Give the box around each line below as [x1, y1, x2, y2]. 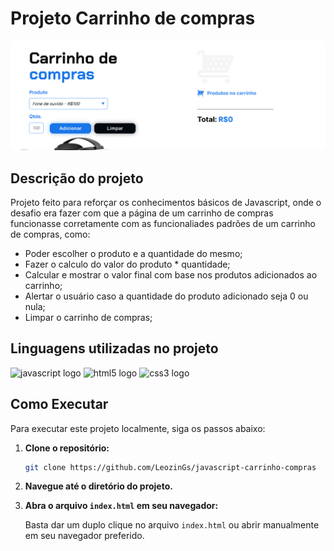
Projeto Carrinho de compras [10, 7, 256, 30]
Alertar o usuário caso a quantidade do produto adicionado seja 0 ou [24, 290, 309, 302]
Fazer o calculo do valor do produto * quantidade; [24, 258, 231, 270]
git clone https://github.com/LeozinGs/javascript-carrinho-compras [24, 462, 317, 472]
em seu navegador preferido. [24, 530, 145, 542]
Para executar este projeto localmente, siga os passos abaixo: [10, 422, 266, 434]
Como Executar [10, 396, 109, 413]
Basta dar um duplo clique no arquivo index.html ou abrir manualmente [24, 519, 320, 531]
